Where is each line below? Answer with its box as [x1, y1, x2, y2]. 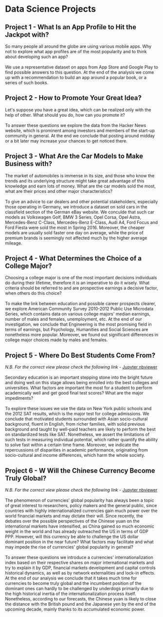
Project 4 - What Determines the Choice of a [5, 254, 142, 263]
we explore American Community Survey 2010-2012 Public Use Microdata [5, 306, 154, 312]
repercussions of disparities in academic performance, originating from [5, 447, 148, 453]
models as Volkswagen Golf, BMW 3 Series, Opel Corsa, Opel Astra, [5, 214, 142, 220]
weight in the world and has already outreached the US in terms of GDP [5, 529, 148, 535]
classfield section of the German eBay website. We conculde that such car [5, 209, 155, 215]
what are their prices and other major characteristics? [5, 188, 113, 194]
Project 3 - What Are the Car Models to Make [5, 152, 144, 161]
